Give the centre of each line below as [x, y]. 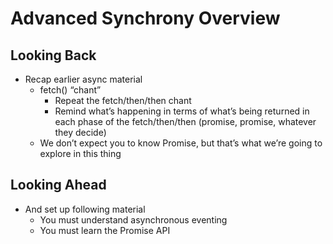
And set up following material [85, 209]
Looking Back [53, 55]
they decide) [80, 132]
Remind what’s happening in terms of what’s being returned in [182, 111]
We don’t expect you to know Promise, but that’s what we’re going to [181, 143]
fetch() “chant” [70, 90]
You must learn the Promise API [105, 230]
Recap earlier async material [83, 79]
